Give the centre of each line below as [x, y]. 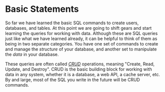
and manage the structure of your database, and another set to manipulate [81, 49]
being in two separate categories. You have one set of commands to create [82, 44]
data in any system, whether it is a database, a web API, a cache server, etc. [83, 74]
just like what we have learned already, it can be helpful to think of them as [81, 39]
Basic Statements [42, 9]
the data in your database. [32, 54]
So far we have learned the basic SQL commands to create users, [72, 23]
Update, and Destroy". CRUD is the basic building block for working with [79, 69]
